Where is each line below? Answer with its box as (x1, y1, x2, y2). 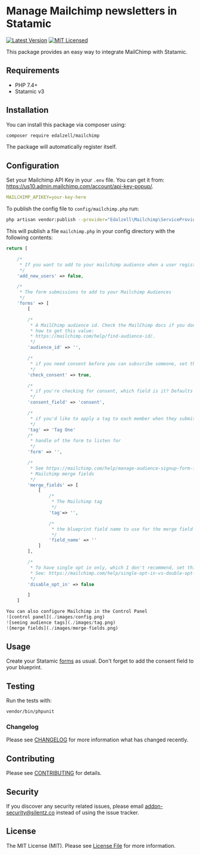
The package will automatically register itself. (6, 143, 117, 151)
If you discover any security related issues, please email (6, 802, 144, 810)
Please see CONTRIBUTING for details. (6, 770, 102, 777)
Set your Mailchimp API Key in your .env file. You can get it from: (6, 176, 165, 183)
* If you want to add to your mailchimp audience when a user (19, 262, 177, 268)
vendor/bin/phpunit (6, 709, 55, 715)
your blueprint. (6, 664, 43, 671)
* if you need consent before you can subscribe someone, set (30, 360, 187, 367)
